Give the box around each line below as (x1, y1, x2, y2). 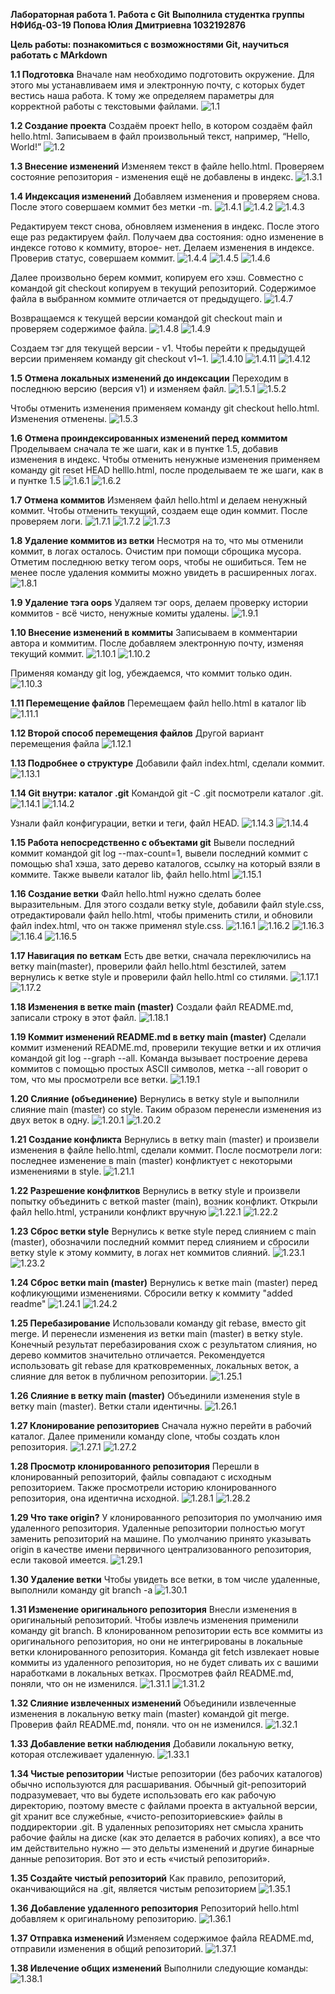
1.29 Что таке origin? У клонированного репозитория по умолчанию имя (10, 1512, 323, 1523)
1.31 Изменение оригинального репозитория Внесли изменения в (10, 1604, 298, 1615)
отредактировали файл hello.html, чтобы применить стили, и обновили (10, 909, 313, 921)
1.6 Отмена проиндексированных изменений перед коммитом (10, 432, 288, 444)
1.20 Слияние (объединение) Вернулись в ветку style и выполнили (10, 1093, 300, 1104)
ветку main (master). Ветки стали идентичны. (10, 1400, 203, 1412)
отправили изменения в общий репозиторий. (10, 1943, 204, 1954)
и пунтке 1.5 (10, 475, 62, 486)
